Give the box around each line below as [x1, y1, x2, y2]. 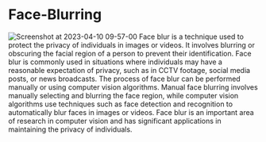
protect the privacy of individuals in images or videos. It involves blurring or [8, 40, 256, 49]
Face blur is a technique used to [138, 32, 245, 41]
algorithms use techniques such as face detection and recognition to [8, 99, 233, 109]
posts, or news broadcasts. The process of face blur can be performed [8, 74, 241, 83]
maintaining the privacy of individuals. [8, 125, 133, 134]
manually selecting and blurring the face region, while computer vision [8, 90, 239, 100]
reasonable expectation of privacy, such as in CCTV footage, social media [8, 65, 251, 75]
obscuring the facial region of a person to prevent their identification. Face [8, 48, 252, 58]
